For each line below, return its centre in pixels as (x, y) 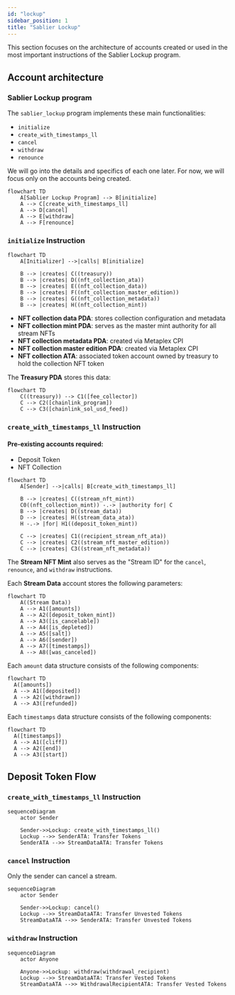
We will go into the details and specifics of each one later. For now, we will (116, 171)
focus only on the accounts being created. (69, 179)
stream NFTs (36, 333)
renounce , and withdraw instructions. (60, 569)
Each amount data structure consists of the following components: (103, 665)
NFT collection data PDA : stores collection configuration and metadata (121, 318)
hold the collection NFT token (61, 364)
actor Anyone (39, 959)
